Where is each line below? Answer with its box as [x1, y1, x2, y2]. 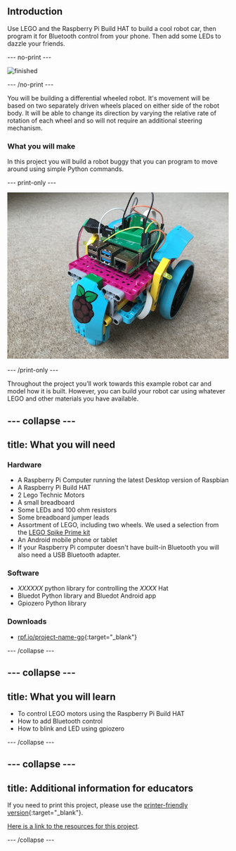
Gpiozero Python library [17, 599, 86, 607]
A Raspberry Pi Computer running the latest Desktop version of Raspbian [17, 476, 229, 484]
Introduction [7, 6, 63, 18]
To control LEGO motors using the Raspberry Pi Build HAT [17, 709, 185, 717]
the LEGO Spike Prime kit [17, 528, 91, 537]
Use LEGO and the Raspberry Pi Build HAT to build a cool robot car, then [7, 24, 216, 32]
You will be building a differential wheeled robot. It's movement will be [7, 94, 210, 102]
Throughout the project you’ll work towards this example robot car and [7, 379, 212, 388]
